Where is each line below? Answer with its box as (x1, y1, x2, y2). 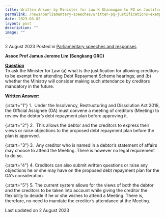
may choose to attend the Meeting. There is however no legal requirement (5, 148, 155, 153)
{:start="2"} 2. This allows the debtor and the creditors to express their (5, 122, 150, 128)
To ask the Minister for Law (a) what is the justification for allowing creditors (5, 68, 159, 74)
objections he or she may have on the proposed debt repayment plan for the (5, 167, 160, 173)
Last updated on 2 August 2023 (5, 207, 70, 213)
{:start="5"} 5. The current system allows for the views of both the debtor (5, 182, 154, 188)
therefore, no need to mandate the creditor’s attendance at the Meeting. (5, 198, 151, 204)
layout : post (5, 21, 32, 26)
